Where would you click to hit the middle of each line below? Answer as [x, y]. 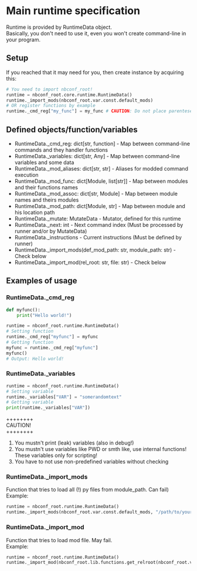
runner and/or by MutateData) [51, 231]
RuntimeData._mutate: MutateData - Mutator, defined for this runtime [98, 218]
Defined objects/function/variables [72, 130]
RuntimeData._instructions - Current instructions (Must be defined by [98, 237]
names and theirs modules [47, 200]
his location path [35, 212]
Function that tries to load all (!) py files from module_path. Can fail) [87, 490]
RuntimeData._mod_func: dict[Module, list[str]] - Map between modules [101, 181]
